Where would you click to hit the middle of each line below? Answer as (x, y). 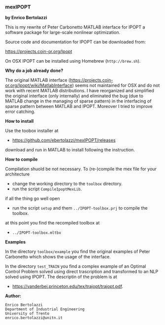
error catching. (20, 111)
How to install (19, 121)
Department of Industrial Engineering (45, 309)
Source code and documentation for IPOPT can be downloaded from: (76, 42)
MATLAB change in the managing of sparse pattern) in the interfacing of (78, 101)
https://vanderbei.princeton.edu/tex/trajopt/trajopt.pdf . (68, 287)
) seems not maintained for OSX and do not (116, 85)
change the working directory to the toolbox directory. (67, 184)
